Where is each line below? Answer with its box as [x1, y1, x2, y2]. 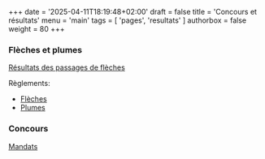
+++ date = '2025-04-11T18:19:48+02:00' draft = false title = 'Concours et [8, 7, 258, 16]
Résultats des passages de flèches [8, 62, 126, 72]
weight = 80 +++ [8, 24, 65, 33]
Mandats [8, 141, 38, 151]
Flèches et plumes [8, 44, 83, 55]
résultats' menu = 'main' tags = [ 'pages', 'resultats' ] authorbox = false [8, 15, 247, 25]
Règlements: [8, 79, 50, 88]
